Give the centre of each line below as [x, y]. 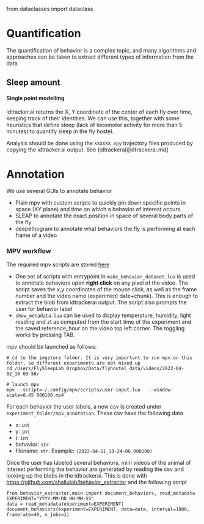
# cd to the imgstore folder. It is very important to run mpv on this [99, 358]
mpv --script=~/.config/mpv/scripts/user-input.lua [73, 390]
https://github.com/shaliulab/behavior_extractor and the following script [97, 482]
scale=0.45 [20, 395]
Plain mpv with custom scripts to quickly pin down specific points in [100, 203]
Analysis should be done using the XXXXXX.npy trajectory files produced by [100, 143]
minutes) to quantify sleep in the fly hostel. [60, 131]
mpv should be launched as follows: [52, 346]
